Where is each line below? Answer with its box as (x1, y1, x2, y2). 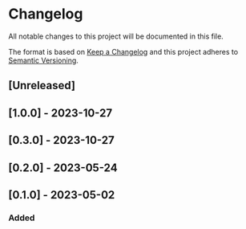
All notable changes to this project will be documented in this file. (8, 31, 224, 41)
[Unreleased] (8, 79, 76, 92)
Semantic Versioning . (8, 55, 79, 65)
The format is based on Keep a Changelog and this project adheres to (8, 47, 239, 56)
